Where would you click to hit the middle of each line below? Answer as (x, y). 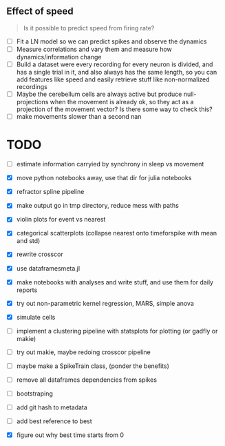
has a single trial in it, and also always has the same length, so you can (117, 72)
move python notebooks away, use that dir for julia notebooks (104, 178)
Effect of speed (40, 11)
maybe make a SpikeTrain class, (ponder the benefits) (93, 366)
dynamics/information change (59, 57)
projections (32, 102)
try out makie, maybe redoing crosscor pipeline (83, 352)
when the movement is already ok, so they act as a (122, 102)
